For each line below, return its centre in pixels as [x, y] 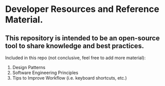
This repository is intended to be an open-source [82, 38]
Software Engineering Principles [45, 73]
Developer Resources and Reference [82, 9]
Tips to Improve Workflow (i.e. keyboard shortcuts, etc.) [70, 78]
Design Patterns [29, 67]
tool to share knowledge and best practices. [75, 46]
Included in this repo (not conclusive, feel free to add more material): [75, 58]
